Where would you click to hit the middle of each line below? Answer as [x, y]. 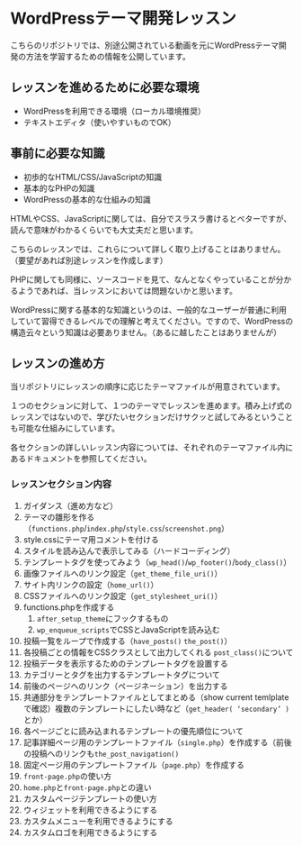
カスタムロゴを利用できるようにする [90, 832]
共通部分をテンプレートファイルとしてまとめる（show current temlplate [156, 697]
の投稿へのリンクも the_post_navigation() [101, 753]
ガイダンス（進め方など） [70, 505]
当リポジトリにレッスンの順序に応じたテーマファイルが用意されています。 [148, 387]
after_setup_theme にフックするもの [102, 618]
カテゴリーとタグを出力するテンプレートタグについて [121, 674]
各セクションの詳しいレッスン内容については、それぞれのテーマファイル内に [152, 448]
